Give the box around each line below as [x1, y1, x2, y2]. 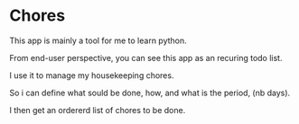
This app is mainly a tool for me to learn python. [9, 35, 187, 46]
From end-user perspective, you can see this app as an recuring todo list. [9, 52, 283, 63]
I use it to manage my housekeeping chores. [9, 69, 174, 81]
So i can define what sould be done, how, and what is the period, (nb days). [9, 87, 291, 98]
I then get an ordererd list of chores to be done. [9, 104, 186, 115]
